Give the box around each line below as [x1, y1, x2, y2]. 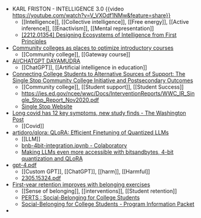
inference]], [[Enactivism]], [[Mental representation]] [21, 24, 154, 32]
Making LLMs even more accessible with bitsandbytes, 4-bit [21, 148, 174, 156]
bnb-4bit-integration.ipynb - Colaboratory [21, 142, 127, 149]
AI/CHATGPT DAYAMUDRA [12, 58, 81, 64]
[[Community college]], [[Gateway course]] [21, 51, 131, 58]
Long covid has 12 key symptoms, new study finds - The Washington [12, 110, 186, 116]
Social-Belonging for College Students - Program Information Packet [21, 200, 195, 208]
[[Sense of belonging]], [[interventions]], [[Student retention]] [21, 187, 177, 195]
